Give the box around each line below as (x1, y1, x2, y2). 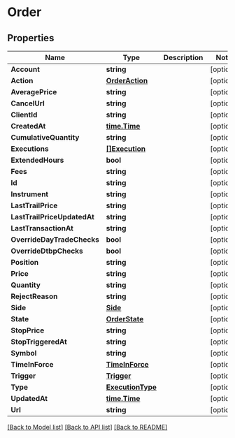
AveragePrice (10, 87, 57, 96)
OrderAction (106, 76, 148, 85)
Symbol (10, 349, 37, 358)
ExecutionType (106, 382, 157, 392)
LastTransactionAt (10, 224, 73, 233)
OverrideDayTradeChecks (10, 235, 99, 244)
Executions (10, 144, 49, 154)
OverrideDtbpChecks (10, 246, 83, 256)
